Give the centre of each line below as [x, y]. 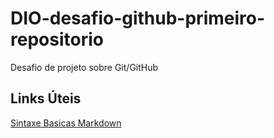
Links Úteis [46, 98]
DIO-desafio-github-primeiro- [138, 18]
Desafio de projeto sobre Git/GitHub [84, 67]
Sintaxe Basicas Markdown [66, 123]
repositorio [57, 39]
